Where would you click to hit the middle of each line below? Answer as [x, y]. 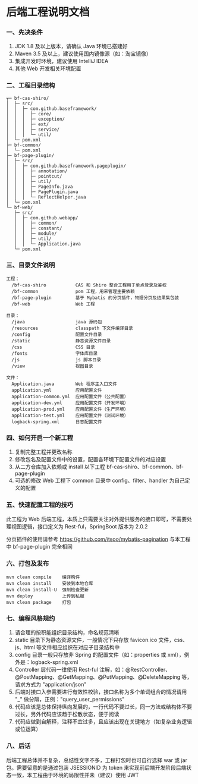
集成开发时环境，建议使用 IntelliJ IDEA [62, 61]
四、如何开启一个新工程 [40, 438]
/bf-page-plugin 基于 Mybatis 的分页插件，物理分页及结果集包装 [95, 298]
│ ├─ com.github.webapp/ [46, 218]
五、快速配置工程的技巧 [40, 505]
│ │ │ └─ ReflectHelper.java [46, 197]
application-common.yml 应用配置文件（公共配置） [70, 397]
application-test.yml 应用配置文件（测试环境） [70, 416]
